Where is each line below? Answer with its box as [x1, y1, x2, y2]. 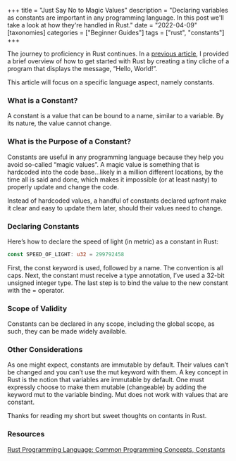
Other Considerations [7, 344, 83, 354]
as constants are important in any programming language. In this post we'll [7, 13, 224, 22]
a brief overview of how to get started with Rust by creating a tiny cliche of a [7, 57, 230, 65]
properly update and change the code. [7, 182, 120, 191]
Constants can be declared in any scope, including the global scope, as [7, 320, 215, 328]
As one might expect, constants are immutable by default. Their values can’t [7, 360, 229, 369]
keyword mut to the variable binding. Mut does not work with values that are [7, 391, 229, 399]
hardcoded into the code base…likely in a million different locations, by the [7, 168, 223, 176]
